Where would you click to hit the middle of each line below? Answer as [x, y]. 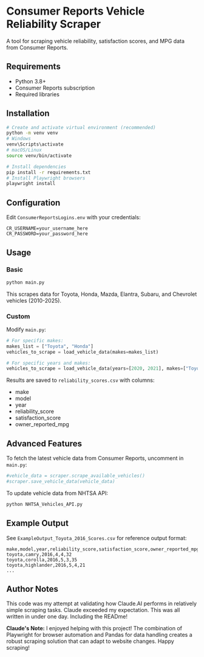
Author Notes [32, 589]
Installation [28, 114]
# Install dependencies [36, 167]
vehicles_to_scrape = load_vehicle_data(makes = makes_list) [83, 352]
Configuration [33, 202]
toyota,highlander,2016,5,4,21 [46, 565]
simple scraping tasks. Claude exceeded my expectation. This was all [93, 610]
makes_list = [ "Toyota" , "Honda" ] [50, 346]
